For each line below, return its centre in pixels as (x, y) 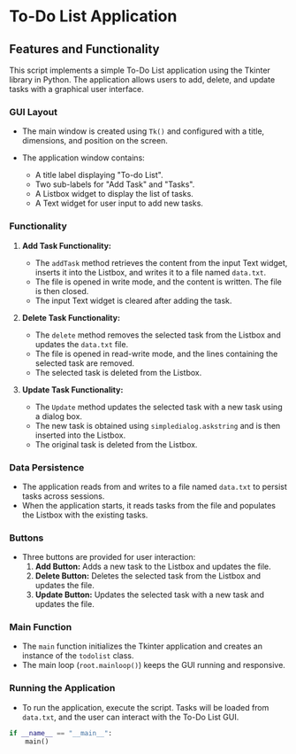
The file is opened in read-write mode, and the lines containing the (156, 354)
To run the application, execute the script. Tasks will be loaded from (145, 707)
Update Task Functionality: (72, 389)
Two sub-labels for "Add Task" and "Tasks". (115, 184)
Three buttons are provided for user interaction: (109, 557)
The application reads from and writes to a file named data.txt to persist (154, 486)
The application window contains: (83, 158)
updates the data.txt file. (82, 344)
